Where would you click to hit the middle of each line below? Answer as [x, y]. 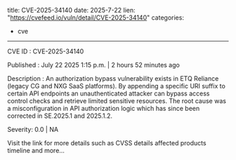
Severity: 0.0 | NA [33, 129]
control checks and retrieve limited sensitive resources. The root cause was [117, 101]
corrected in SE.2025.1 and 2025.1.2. [60, 116]
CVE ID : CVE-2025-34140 [46, 51]
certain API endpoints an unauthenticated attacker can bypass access [109, 93]
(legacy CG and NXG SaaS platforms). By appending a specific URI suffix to [117, 86]
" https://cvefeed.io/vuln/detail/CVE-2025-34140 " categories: [96, 18]
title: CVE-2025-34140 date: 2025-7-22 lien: [71, 10]
